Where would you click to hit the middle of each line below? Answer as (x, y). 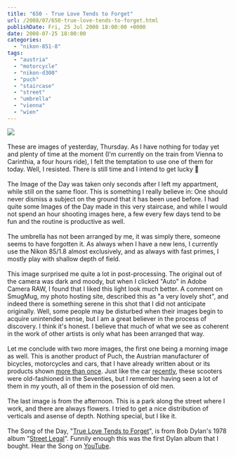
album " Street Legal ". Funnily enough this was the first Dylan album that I (113, 438)
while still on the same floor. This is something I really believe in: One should (118, 192)
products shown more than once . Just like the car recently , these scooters (115, 371)
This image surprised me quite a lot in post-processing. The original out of (115, 274)
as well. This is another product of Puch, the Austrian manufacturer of (108, 356)
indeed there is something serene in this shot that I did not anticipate (106, 303)
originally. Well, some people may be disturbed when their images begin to (115, 311)
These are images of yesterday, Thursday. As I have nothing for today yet (113, 146)
